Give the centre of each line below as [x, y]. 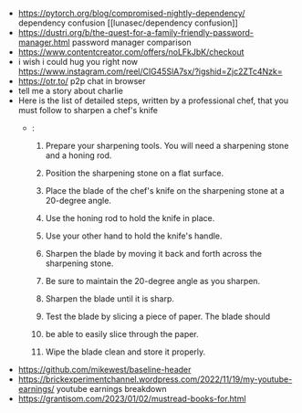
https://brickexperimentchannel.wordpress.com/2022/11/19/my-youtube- [155, 379]
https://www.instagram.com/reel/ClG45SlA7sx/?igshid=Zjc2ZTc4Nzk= [150, 71]
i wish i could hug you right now [78, 62]
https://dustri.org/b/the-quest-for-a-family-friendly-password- [135, 32]
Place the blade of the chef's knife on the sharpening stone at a [165, 191]
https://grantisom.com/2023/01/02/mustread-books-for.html [132, 398]
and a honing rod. [78, 155]
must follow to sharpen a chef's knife [88, 110]
